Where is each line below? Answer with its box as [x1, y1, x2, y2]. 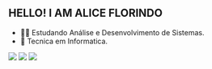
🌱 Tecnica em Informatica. [19, 36, 108, 46]
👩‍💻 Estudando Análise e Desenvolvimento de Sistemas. [19, 27, 205, 37]
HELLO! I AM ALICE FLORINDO [8, 6, 163, 20]
